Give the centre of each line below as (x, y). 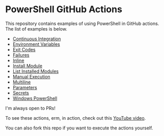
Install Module (27, 66)
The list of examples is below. (36, 29)
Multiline (22, 82)
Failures (21, 55)
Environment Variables (36, 44)
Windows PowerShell (35, 98)
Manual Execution (31, 76)
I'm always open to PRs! (31, 108)
